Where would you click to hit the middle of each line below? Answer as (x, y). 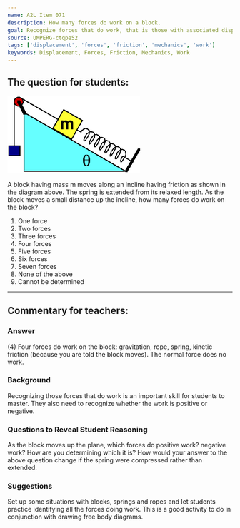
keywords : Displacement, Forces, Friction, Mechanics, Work (99, 53)
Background (29, 380)
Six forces (32, 259)
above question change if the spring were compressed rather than (105, 460)
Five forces (34, 251)
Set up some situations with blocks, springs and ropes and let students (111, 502)
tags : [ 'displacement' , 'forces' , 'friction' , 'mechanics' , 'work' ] (111, 45)
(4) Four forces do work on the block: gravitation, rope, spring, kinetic (110, 347)
